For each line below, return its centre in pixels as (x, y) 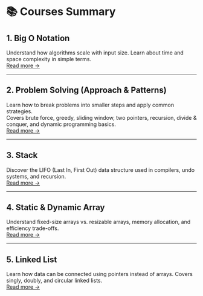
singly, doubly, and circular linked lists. (54, 281)
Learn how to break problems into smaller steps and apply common (90, 105)
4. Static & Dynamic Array (56, 207)
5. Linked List (32, 259)
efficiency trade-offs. (33, 228)
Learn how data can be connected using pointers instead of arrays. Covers (100, 274)
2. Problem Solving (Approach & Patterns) (87, 90)
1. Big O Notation (38, 38)
